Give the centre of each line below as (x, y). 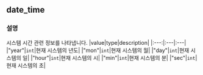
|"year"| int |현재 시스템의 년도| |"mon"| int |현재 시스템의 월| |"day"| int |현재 (98, 50)
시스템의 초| (31, 65)
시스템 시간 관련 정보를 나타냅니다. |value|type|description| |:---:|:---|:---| (96, 42)
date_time (26, 10)
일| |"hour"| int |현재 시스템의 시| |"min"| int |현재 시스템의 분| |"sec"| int (109, 57)
